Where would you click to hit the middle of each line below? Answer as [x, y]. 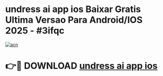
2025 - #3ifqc [35, 31]
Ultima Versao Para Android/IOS [74, 20]
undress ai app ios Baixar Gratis [73, 9]
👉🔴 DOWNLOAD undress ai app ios [81, 66]
